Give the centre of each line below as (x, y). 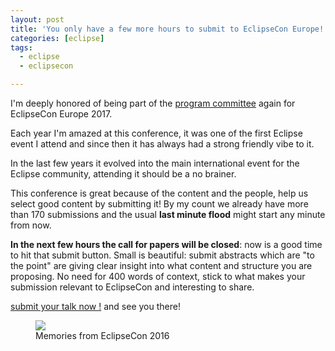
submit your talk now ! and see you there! (95, 306)
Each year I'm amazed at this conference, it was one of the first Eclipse (156, 133)
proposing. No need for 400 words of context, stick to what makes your (158, 276)
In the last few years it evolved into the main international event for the (155, 163)
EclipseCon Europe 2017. (61, 114)
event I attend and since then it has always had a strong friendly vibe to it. (162, 144)
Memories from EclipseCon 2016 (102, 335)
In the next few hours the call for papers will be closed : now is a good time (166, 244)
